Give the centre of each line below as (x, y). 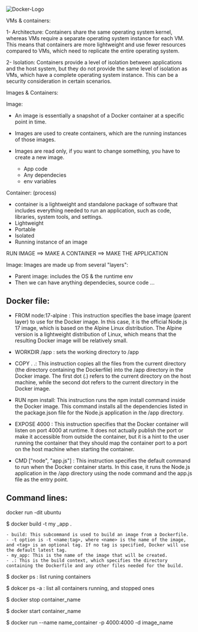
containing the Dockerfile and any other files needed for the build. (95, 565)
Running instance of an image (51, 242)
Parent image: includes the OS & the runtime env (74, 276)
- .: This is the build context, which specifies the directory (87, 560)
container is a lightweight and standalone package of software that (96, 204)
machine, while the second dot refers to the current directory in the (96, 382)
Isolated (24, 236)
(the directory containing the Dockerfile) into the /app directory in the (99, 370)
